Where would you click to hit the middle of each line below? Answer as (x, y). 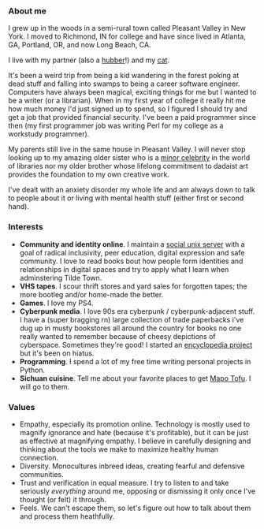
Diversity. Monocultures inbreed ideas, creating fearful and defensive (132, 466)
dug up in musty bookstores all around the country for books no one (130, 328)
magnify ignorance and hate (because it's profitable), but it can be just (134, 432)
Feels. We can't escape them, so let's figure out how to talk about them (135, 508)
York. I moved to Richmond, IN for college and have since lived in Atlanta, (127, 36)
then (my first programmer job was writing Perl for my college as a (116, 126)
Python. (32, 370)
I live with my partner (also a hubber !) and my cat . (89, 60)
